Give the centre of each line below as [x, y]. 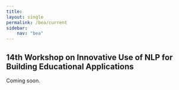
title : [14, 11]
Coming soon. [23, 81]
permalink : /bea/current [37, 22]
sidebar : [17, 28]
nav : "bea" [30, 34]
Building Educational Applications [70, 66]
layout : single [25, 17]
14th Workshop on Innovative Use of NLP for [89, 57]
